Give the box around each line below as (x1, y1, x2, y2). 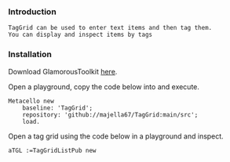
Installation (8, 49, 53, 60)
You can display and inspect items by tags (8, 31, 153, 39)
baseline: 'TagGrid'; (22, 104, 93, 112)
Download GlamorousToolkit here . (8, 67, 118, 76)
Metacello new (8, 97, 55, 105)
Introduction (8, 6, 57, 17)
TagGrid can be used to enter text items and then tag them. (8, 24, 213, 32)
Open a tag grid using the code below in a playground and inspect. (8, 131, 224, 141)
